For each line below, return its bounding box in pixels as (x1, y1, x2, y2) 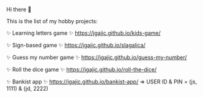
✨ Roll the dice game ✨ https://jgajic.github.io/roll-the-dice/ (6, 66, 157, 73)
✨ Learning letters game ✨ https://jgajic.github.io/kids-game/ (6, 29, 161, 37)
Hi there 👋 (6, 6, 32, 13)
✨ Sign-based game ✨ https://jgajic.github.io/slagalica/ (6, 41, 146, 49)
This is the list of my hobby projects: (6, 18, 98, 24)
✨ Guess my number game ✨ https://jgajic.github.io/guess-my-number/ (6, 54, 188, 61)
